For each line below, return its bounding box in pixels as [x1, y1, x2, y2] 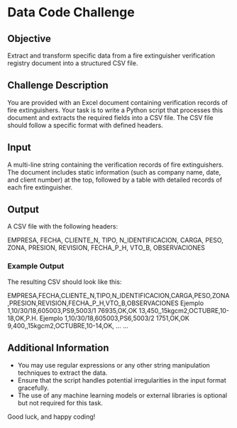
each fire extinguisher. [7, 182, 73, 192]
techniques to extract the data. [17, 368, 108, 377]
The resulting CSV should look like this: [7, 278, 122, 286]
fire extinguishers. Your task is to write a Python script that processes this [7, 106, 224, 114]
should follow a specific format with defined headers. [7, 121, 163, 129]
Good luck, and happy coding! [7, 412, 96, 421]
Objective [7, 33, 52, 45]
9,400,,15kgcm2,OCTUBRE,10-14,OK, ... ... [7, 321, 129, 330]
